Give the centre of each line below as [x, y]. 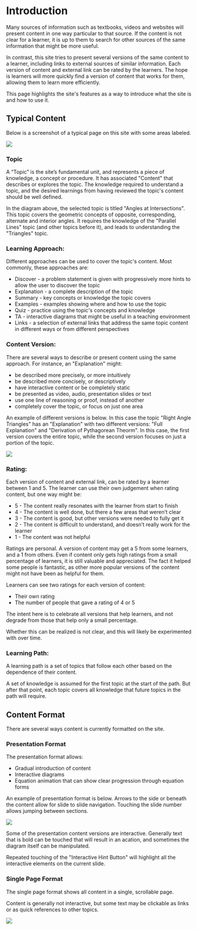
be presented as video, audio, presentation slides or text [83, 393]
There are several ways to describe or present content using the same [91, 357]
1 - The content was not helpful [52, 537]
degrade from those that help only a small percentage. [72, 620]
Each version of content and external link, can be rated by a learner [88, 482]
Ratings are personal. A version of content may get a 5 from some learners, [97, 548]
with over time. [24, 638]
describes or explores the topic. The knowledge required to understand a [95, 184]
